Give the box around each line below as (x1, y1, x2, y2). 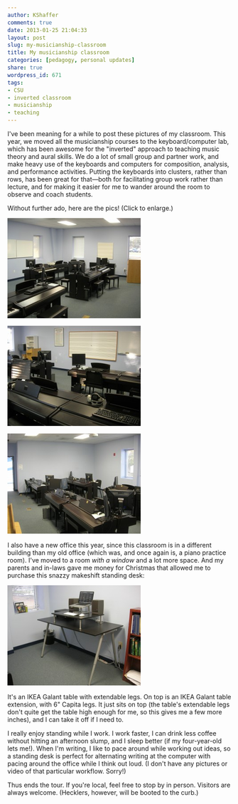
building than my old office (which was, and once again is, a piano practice (7, 548, 227, 557)
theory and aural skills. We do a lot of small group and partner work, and (7, 152, 219, 160)
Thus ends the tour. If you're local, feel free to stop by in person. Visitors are (7, 780, 231, 789)
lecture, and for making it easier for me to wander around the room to (7, 182, 211, 191)
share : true (7, 64, 43, 71)
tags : (7, 79, 23, 86)
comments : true (7, 19, 53, 26)
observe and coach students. (7, 190, 94, 199)
